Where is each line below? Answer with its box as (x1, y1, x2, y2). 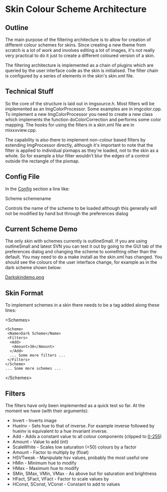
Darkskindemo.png (5, 274, 44, 280)
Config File (5, 172, 40, 181)
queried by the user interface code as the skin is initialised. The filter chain (5, 67, 159, 73)
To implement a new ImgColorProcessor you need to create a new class (5, 111, 153, 117)
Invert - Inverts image (12, 418, 57, 424)
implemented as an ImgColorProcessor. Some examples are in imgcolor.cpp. (5, 106, 162, 112)
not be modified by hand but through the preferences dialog (5, 210, 129, 216)
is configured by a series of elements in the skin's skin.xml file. (5, 73, 134, 78)
